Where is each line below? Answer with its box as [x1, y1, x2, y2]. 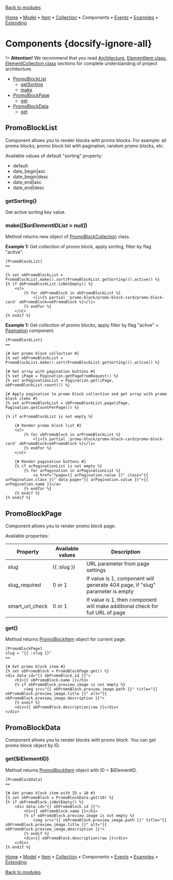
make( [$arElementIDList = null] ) [5, 221, 88, 229]
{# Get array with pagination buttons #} [5, 369, 96, 374]
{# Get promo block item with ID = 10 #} [5, 790, 96, 796]
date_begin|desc [12, 174, 49, 180]
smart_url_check [8, 602, 48, 610]
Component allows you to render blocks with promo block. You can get [5, 737, 156, 743]
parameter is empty [86, 588, 134, 595]
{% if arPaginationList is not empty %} [14, 463, 102, 469]
